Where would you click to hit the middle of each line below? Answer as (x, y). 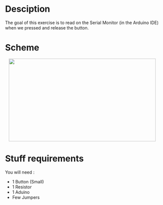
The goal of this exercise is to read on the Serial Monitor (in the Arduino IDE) (82, 23)
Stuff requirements (45, 159)
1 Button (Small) (28, 181)
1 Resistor (22, 187)
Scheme (22, 48)
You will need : (20, 172)
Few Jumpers (26, 197)
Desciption (28, 9)
